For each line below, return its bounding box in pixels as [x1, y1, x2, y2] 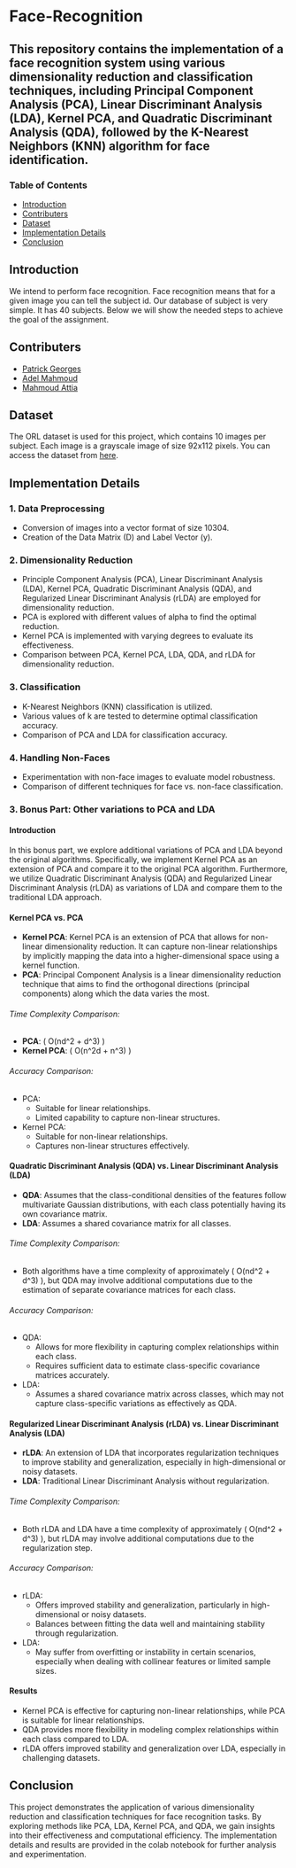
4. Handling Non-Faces [9, 751, 110, 764]
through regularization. [34, 1628, 119, 1638]
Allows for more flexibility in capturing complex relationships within [34, 1342, 280, 1352]
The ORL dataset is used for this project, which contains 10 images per [9, 432, 267, 442]
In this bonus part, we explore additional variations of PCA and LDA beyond [9, 844, 283, 856]
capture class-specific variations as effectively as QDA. [34, 1398, 238, 1409]
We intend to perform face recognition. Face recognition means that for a [9, 285, 276, 296]
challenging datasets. [21, 1753, 101, 1763]
